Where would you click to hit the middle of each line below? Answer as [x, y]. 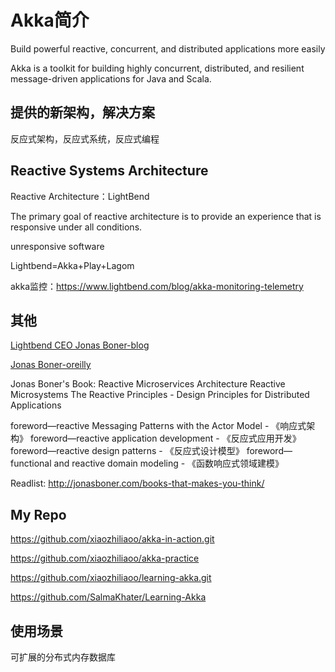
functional [31, 463]
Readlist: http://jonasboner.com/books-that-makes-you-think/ [137, 483]
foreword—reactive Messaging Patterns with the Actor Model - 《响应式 [158, 426]
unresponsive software [57, 246]
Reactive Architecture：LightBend [80, 196]
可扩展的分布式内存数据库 [63, 657]
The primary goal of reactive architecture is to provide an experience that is [166, 216]
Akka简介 [50, 20]
